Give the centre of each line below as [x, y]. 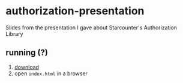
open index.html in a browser [51, 73]
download [27, 67]
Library [14, 33]
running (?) [27, 53]
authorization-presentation [75, 11]
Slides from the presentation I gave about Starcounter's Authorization [91, 27]
